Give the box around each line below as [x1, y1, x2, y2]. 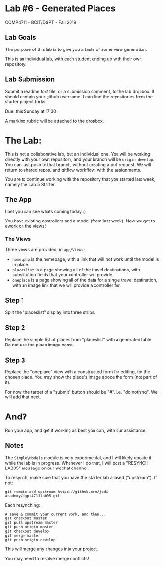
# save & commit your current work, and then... [5, 512, 106, 517]
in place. [12, 261, 30, 267]
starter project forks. [5, 98, 47, 104]
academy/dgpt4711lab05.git [5, 493, 60, 498]
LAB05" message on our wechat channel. [5, 465, 89, 471]
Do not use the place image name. [5, 342, 74, 348]
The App [5, 196, 32, 204]
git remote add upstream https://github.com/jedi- [5, 489, 111, 494]
